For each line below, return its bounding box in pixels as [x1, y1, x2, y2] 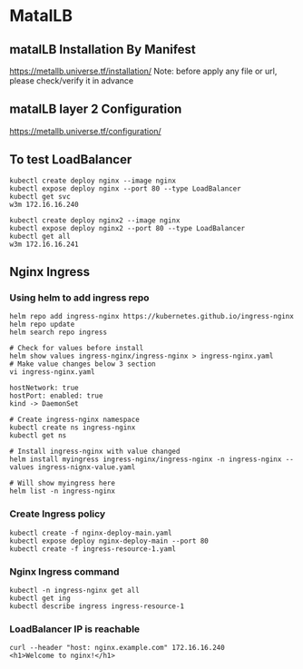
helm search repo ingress [9, 328, 107, 337]
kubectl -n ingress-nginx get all [9, 585, 141, 595]
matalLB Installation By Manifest [9, 42, 197, 57]
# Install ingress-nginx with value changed [9, 447, 181, 457]
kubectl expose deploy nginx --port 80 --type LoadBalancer [9, 183, 242, 193]
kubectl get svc [9, 192, 71, 201]
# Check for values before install [9, 344, 144, 353]
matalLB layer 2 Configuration [9, 102, 182, 117]
